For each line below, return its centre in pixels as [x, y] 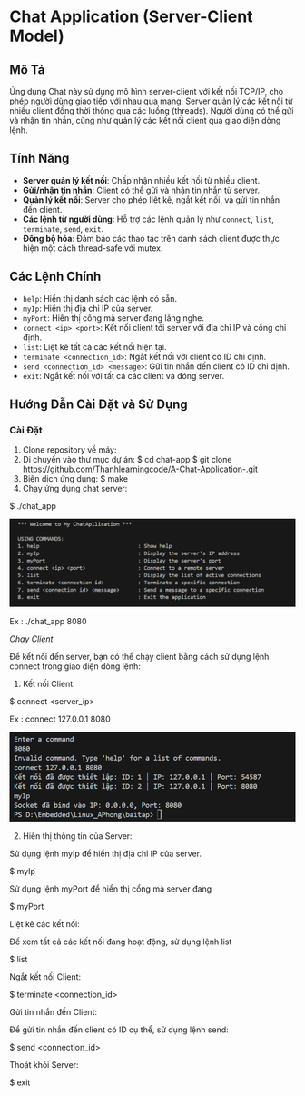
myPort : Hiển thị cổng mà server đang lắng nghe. [113, 318]
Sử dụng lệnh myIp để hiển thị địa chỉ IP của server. [106, 854]
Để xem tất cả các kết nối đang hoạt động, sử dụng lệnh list [121, 942]
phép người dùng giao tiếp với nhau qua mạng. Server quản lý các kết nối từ [151, 101]
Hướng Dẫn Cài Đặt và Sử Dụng [98, 405]
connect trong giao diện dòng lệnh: [75, 666]
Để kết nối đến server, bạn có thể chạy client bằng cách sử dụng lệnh [139, 657]
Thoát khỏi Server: [44, 1065]
